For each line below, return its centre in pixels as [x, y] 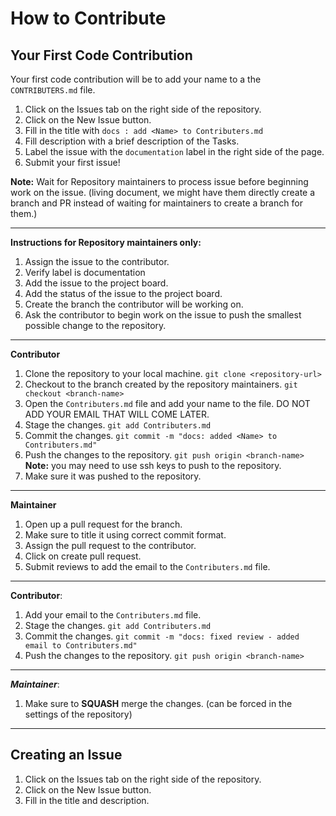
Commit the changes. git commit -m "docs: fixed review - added [162, 636]
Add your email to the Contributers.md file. [113, 615]
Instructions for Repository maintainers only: [106, 242]
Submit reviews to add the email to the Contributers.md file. [147, 566]
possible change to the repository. [95, 325]
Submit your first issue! [72, 162]
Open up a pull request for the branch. [103, 524]
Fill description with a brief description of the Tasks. [132, 141]
